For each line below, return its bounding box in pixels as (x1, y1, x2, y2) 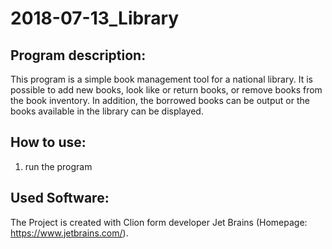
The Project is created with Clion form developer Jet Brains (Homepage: (10, 216, 308, 228)
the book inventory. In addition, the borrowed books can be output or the (10, 95, 310, 106)
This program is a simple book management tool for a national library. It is (10, 73, 313, 85)
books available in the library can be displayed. (10, 105, 204, 117)
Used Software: (10, 190, 110, 207)
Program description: (10, 47, 147, 64)
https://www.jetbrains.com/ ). (10, 227, 129, 239)
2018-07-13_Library (10, 7, 180, 30)
